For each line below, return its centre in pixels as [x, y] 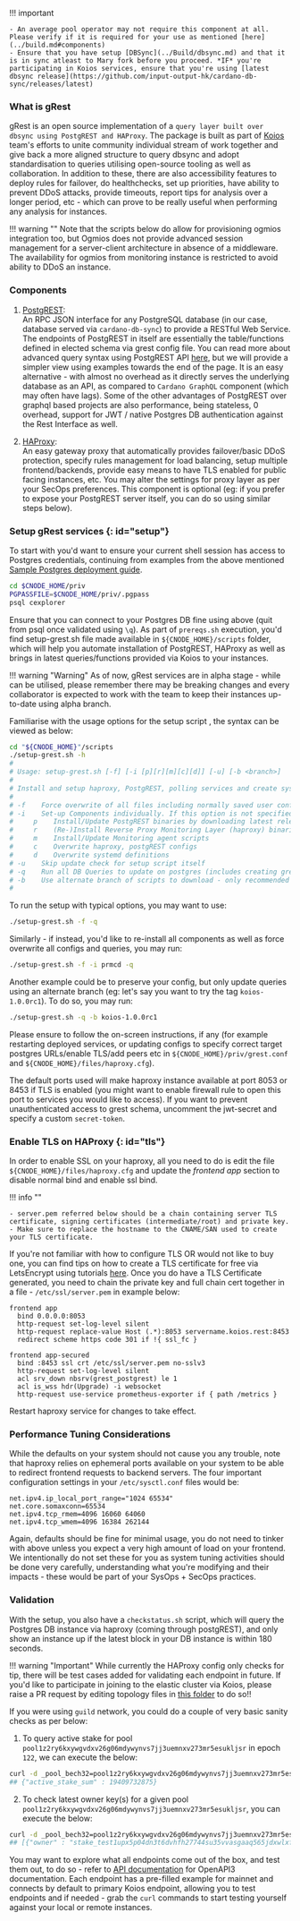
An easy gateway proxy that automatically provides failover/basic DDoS [154, 450]
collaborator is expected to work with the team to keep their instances [138, 694]
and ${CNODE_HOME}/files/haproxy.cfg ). [82, 1063]
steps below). [47, 508]
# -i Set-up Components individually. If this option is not [131, 814]
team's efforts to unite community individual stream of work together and [144, 145]
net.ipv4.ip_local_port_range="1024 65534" [92, 1498]
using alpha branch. [75, 704]
